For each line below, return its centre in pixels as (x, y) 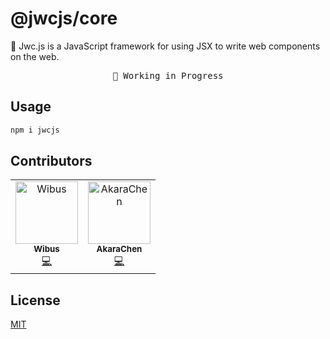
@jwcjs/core (64, 18)
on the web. (35, 56)
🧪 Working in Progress (168, 75)
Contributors (51, 161)
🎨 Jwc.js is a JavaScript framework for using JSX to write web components (165, 46)
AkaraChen (119, 249)
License (35, 300)
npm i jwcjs (35, 130)
